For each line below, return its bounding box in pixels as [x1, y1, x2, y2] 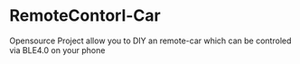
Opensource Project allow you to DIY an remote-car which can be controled [9, 35, 292, 46]
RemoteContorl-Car [9, 5, 161, 26]
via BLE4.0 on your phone [9, 44, 106, 55]
